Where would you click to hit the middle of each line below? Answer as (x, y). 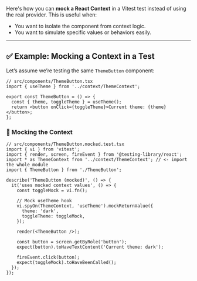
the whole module (27, 165)
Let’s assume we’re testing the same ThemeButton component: (80, 71)
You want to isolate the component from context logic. (80, 26)
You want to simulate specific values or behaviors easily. (83, 32)
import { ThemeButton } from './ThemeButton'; (64, 170)
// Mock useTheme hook (44, 201)
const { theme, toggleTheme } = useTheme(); (67, 102)
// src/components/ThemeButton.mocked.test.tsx (65, 144)
